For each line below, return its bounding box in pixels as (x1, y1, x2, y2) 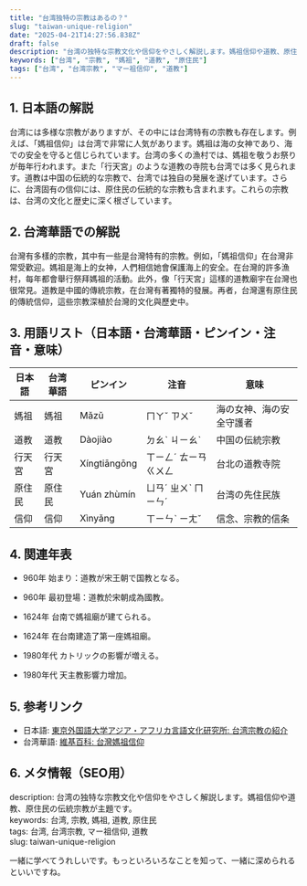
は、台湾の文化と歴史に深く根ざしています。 (9, 195, 177, 206)
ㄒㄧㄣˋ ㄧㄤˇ (145, 512, 202, 525)
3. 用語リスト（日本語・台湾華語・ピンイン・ (9, 325, 264, 341)
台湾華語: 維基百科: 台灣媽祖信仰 (22, 736, 144, 747)
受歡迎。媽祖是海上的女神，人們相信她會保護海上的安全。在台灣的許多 (16, 261, 281, 272)
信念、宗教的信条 (216, 512, 291, 525)
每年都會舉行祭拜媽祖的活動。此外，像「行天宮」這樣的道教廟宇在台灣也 (25, 273, 298, 284)
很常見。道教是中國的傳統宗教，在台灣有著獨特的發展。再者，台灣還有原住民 (9, 284, 298, 295)
